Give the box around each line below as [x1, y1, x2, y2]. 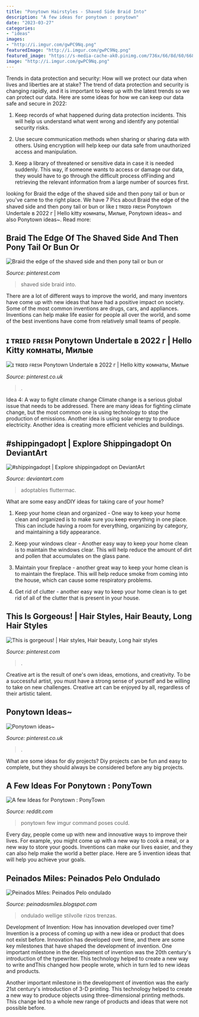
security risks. [14, 124, 50, 131]
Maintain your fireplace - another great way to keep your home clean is [14, 564, 188, 571]
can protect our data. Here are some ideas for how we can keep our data [6, 93, 184, 101]
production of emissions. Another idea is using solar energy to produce [6, 415, 180, 422]
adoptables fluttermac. [20, 486, 76, 493]
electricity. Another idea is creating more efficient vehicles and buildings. [6, 422, 185, 429]
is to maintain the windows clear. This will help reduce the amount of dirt [14, 546, 192, 553]
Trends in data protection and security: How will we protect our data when [6, 75, 188, 82]
